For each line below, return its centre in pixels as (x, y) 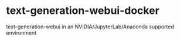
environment (21, 32)
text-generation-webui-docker (83, 11)
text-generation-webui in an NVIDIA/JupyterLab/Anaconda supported (90, 27)
